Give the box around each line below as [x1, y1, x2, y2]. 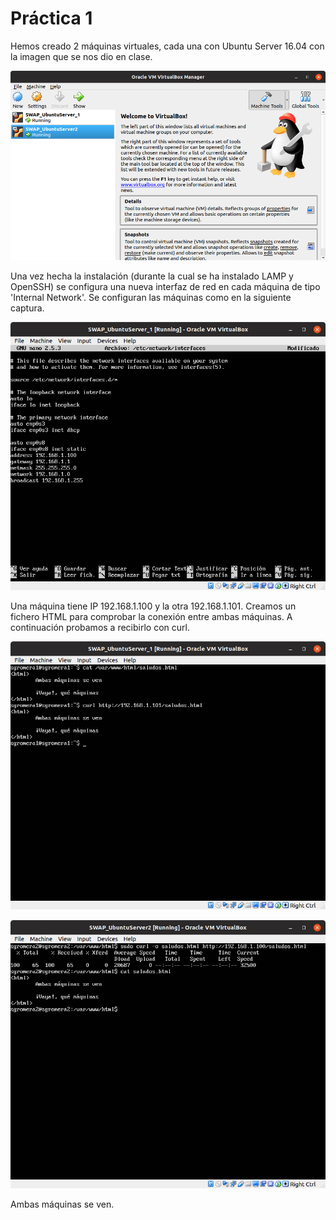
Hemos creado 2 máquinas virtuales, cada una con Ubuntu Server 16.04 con [10, 40, 325, 52]
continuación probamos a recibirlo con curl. [10, 621, 190, 633]
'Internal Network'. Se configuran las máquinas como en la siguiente [10, 291, 292, 303]
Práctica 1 [10, 7, 93, 30]
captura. [10, 302, 45, 314]
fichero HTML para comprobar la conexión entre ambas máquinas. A [10, 610, 293, 622]
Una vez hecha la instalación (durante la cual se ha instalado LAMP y [10, 270, 294, 282]
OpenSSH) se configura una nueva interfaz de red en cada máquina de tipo [10, 280, 321, 292]
